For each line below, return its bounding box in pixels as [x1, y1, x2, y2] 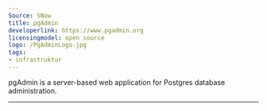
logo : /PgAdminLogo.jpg [8, 41, 87, 49]
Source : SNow [8, 11, 52, 20]
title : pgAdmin [8, 19, 59, 27]
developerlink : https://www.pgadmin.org [8, 26, 145, 34]
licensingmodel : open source [8, 33, 105, 42]
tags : [8, 48, 26, 56]
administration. [8, 86, 57, 95]
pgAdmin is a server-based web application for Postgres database [8, 77, 226, 87]
